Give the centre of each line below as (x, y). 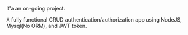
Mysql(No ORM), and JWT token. (47, 26)
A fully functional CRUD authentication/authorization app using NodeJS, (94, 20)
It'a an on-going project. (36, 8)
